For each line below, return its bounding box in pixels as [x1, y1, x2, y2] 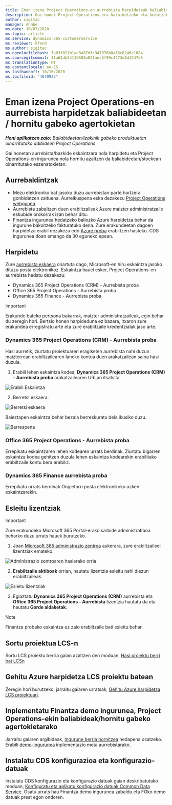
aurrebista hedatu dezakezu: [5, 272, 66, 278]
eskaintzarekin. [5, 489, 37, 495]
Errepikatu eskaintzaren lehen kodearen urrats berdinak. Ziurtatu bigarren [5, 448, 161, 454]
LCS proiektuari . [5, 691, 39, 698]
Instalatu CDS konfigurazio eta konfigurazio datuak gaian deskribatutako [5, 778, 158, 784]
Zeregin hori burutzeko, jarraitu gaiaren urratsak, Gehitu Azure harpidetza [5, 686, 160, 692]
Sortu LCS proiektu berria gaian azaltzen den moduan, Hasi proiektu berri [5, 652, 160, 658]
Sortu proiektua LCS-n [5, 639, 78, 647]
